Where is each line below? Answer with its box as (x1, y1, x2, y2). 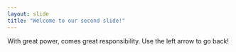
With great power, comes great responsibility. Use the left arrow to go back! (7, 36, 230, 45)
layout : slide (7, 10, 50, 18)
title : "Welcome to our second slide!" (7, 17, 126, 24)
